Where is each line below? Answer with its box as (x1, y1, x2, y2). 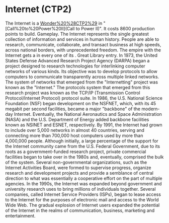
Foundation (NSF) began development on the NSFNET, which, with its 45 (5, 100, 156, 106)
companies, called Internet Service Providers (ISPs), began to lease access (5, 191, 161, 197)
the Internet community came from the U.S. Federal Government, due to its (5, 143, 160, 149)
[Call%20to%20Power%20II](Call (5, 25, 75, 31)
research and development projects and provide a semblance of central (5, 170, 153, 176)
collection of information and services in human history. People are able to (5, 36, 159, 42)
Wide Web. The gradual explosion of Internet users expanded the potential (5, 202, 160, 208)
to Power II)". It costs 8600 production (75, 25, 155, 31)
